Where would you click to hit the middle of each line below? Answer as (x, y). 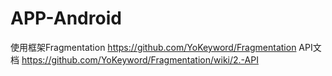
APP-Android (66, 18)
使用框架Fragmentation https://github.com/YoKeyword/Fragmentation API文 (166, 47)
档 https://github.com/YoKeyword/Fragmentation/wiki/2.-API (134, 59)
